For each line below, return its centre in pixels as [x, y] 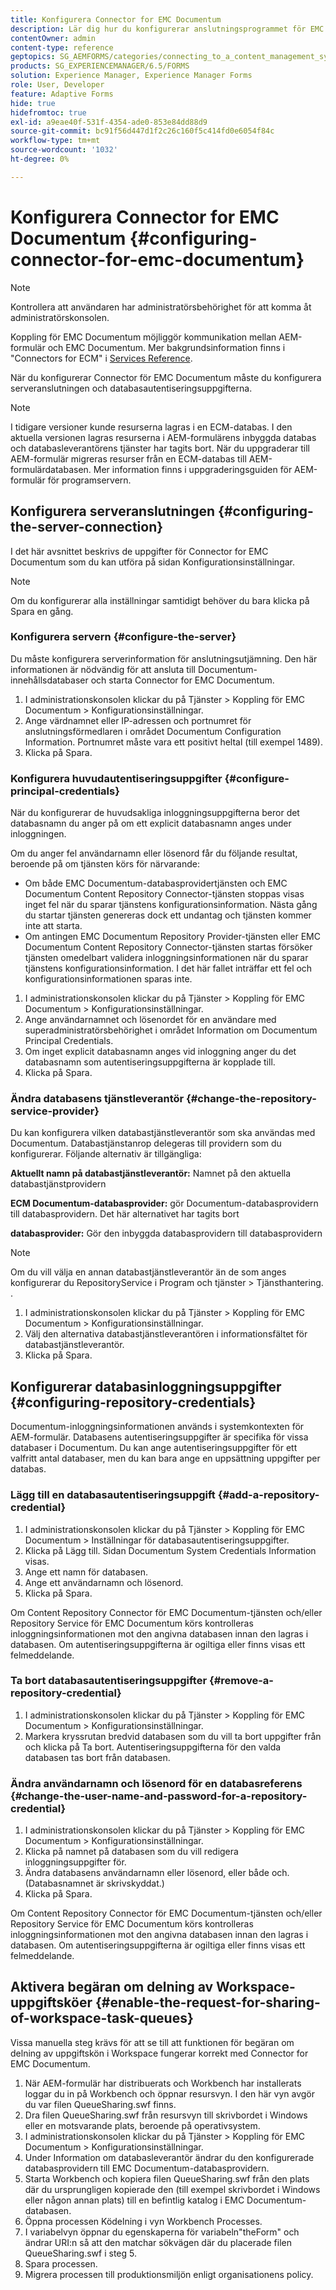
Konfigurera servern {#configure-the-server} [123, 637]
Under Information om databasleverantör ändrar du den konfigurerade [169, 2157]
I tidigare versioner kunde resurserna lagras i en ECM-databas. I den [151, 427]
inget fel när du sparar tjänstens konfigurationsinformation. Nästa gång [171, 905]
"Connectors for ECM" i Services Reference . [101, 358]
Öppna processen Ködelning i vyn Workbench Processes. [143, 2221]
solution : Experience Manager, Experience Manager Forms [131, 76]
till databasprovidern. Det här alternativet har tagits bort [125, 1214]
